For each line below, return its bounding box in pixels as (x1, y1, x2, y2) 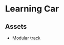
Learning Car (5, 3, 59, 14)
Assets (5, 22, 27, 31)
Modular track (12, 35, 41, 41)
